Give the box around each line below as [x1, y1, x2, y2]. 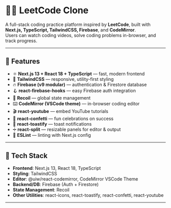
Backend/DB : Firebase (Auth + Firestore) [12, 181, 99, 187]
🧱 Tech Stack [5, 152, 48, 160]
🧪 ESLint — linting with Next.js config [12, 132, 91, 138]
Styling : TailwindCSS [12, 170, 58, 176]
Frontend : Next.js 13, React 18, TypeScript [12, 165, 101, 171]
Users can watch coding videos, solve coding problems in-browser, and [5, 32, 156, 38]
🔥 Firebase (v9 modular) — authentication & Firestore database [12, 81, 147, 87]
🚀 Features [5, 57, 40, 66]
